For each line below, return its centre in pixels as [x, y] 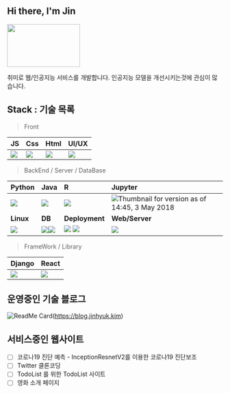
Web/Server [131, 218]
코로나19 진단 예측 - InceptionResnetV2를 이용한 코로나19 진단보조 [107, 357]
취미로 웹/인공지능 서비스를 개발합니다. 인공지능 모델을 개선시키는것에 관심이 [109, 77]
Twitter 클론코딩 [39, 366]
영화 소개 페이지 [38, 383]
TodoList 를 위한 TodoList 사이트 [61, 374]
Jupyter [125, 187]
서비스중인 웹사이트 [46, 339]
